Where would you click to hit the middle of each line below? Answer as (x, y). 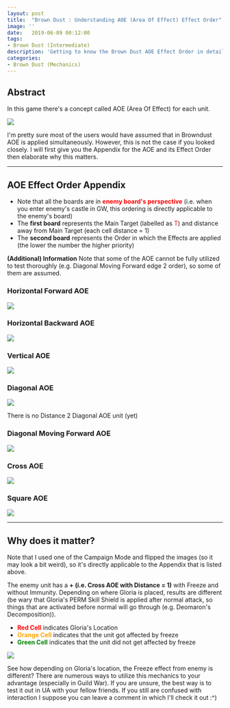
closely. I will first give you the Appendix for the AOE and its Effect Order (109, 150)
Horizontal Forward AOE (48, 291)
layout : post (26, 13)
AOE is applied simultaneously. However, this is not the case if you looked (111, 142)
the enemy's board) (45, 216)
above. (17, 572)
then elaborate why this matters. (53, 157)
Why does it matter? (51, 541)
